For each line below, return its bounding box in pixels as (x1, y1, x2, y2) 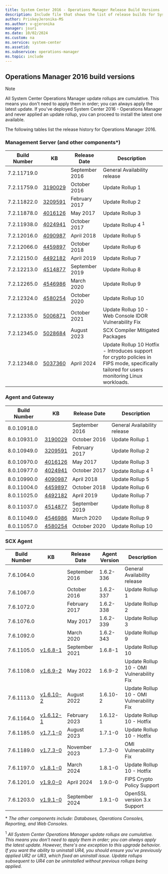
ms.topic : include (5, 54, 43, 59)
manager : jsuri (5, 26, 37, 31)
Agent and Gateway (5, 394, 54, 401)
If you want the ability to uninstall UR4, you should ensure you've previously (5, 847, 162, 853)
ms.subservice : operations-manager (5, 49, 79, 54)
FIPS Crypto (124, 776, 153, 783)
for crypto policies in (102, 354, 151, 361)
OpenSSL (124, 790, 147, 797)
